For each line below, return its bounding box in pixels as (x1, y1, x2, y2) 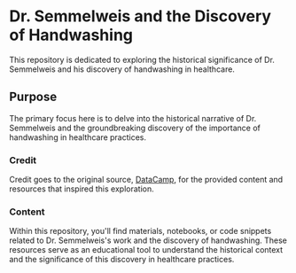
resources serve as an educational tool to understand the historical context (9, 245, 284, 255)
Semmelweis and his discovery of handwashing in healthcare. (9, 64, 235, 74)
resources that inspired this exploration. (9, 183, 154, 194)
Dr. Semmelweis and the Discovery (9, 6, 272, 27)
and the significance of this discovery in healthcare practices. (9, 254, 235, 265)
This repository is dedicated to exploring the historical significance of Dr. (9, 54, 275, 65)
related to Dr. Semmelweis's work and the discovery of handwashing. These (9, 235, 288, 246)
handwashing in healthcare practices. (9, 131, 147, 143)
